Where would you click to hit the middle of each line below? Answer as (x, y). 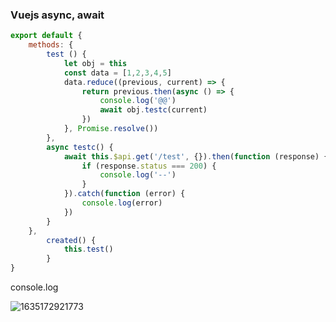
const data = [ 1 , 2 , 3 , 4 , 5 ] (117, 73)
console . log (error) (122, 203)
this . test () (88, 249)
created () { (71, 240)
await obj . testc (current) (153, 110)
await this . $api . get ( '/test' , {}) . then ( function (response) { (196, 156)
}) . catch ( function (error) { (124, 194)
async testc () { (80, 147)
